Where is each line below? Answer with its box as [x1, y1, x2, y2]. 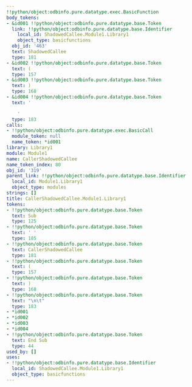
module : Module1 [6, 150, 47, 156]
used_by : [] [6, 349, 36, 355]
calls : [6, 122, 23, 128]
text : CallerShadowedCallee [12, 246, 83, 253]
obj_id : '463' [12, 43, 47, 49]
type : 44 [12, 343, 34, 349]
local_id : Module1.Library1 [12, 179, 83, 185]
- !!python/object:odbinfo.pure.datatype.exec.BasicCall [6, 127, 154, 134]
